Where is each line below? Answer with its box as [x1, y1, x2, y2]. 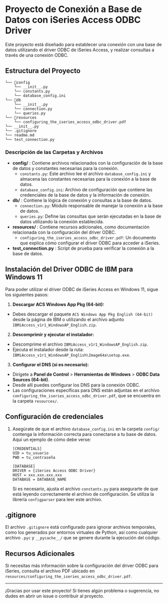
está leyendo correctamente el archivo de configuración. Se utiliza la [12, 491, 154, 497]
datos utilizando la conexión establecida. [19, 219, 104, 225]
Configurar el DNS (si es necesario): [12, 361, 89, 367]
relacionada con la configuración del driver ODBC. [12, 229, 116, 235]
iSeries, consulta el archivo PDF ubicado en [5, 568, 95, 574]
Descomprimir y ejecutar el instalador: [12, 331, 94, 337]
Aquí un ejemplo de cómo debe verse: [12, 436, 91, 442]
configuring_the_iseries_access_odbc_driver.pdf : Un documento [19, 235, 156, 241]
